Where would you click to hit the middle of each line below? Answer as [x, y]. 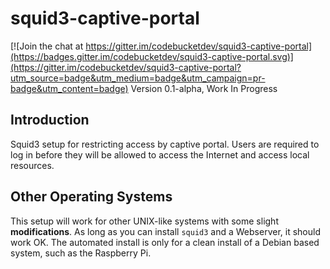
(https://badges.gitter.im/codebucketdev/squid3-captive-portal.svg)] [152, 56]
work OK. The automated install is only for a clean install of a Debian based [165, 242]
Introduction [50, 120]
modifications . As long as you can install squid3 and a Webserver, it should [165, 231]
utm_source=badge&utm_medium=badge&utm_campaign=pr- [138, 78]
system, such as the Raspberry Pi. [81, 253]
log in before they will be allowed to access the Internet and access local [160, 154]
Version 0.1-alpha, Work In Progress [204, 88]
